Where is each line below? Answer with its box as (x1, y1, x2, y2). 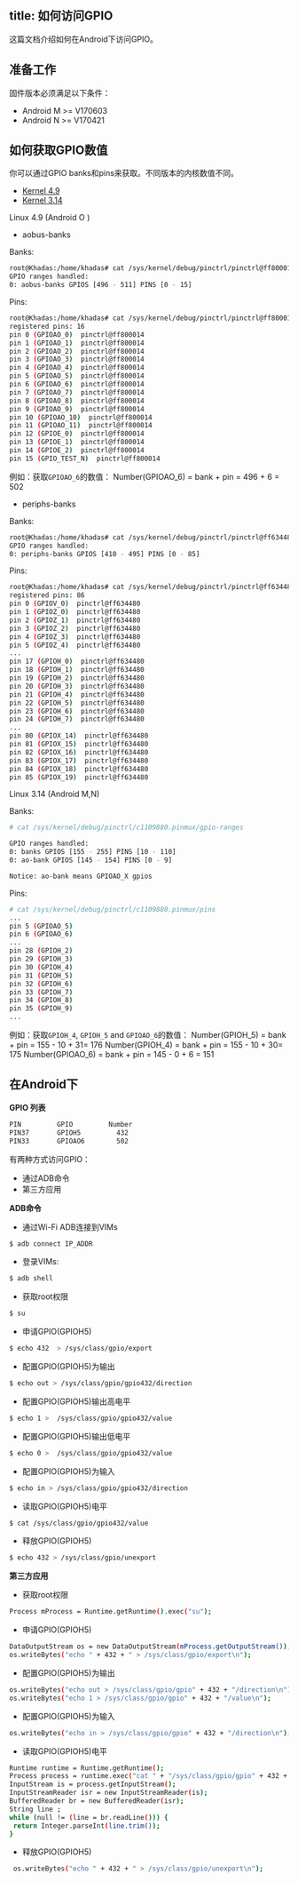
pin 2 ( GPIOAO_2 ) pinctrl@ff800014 (9, 347, 145, 355)
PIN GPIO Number (9, 1120, 133, 1128)
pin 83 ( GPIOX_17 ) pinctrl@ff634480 (9, 756, 149, 765)
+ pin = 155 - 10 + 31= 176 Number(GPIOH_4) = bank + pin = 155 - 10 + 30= (9, 1040, 284, 1050)
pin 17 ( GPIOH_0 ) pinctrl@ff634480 (9, 657, 145, 666)
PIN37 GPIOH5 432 (9, 1128, 129, 1137)
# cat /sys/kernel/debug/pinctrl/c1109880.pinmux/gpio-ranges (9, 823, 244, 833)
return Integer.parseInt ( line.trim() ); (12, 1821, 161, 1830)
